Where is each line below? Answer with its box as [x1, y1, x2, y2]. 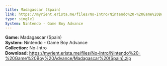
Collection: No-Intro [5, 45, 47, 51]
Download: [5, 50, 28, 56]
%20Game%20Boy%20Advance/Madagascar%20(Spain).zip [5, 55, 131, 62]
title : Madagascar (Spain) [5, 7, 61, 12]
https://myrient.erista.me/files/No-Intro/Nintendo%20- [29, 50, 141, 56]
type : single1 [5, 16, 35, 21]
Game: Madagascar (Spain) [5, 34, 62, 40]
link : [5, 12, 16, 17]
